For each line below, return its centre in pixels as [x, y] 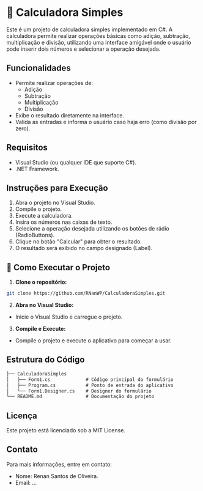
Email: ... [26, 482]
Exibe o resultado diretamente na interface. [69, 115]
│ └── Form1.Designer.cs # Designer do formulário [79, 391]
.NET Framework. [37, 169]
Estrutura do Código [46, 360]
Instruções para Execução [57, 188]
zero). [23, 128]
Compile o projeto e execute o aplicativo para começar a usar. [93, 341]
